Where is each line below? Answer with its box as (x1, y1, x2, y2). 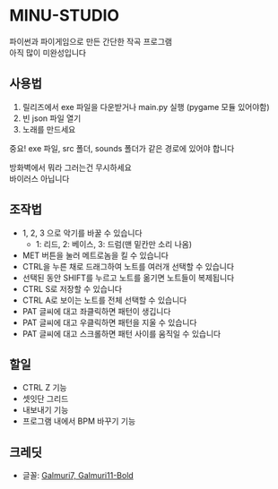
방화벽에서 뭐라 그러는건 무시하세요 (9, 162, 132, 173)
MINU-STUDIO (9, 5, 119, 26)
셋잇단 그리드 (22, 393, 69, 404)
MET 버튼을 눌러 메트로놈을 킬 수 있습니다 (22, 250, 169, 261)
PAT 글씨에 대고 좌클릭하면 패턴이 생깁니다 (22, 305, 171, 316)
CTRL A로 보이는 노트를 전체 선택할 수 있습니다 (22, 295, 187, 305)
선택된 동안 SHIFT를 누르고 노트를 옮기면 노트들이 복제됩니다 (22, 272, 235, 283)
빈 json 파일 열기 (22, 113, 82, 124)
